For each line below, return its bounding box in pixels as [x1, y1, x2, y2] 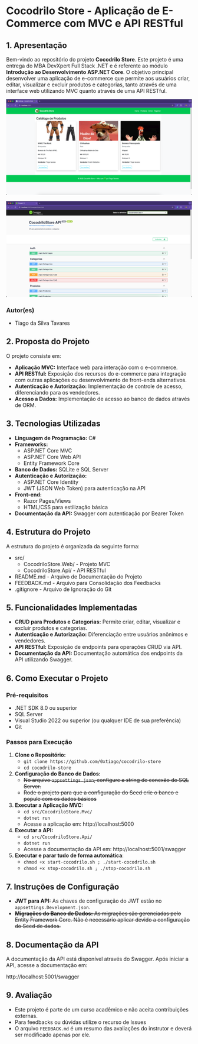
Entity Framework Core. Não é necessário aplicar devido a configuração [14, 916, 190, 923]
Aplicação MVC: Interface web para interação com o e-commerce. [14, 364, 178, 371]
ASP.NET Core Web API [23, 453, 81, 460]
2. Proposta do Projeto [6, 337, 90, 347]
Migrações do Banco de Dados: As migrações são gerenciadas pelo [14, 910, 181, 917]
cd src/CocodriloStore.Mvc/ [23, 809, 93, 815]
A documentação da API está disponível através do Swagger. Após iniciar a [6, 955, 189, 962]
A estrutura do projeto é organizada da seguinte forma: [6, 542, 140, 550]
